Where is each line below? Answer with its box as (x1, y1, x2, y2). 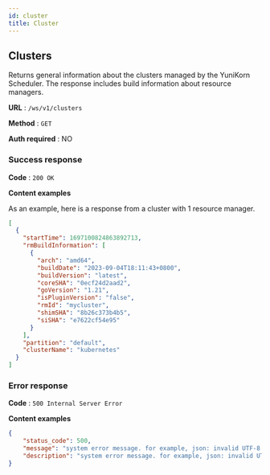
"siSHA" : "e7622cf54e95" (37, 316, 121, 324)
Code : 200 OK (8, 172, 55, 182)
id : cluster (8, 11, 48, 20)
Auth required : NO (8, 134, 73, 144)
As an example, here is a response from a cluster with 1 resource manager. (8, 203, 256, 213)
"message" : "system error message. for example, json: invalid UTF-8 (22, 444, 261, 452)
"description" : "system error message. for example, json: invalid (22, 452, 253, 461)
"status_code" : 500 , (22, 437, 92, 445)
